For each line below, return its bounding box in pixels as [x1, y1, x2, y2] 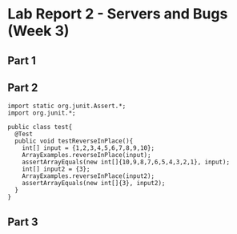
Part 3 [7, 215, 38, 228]
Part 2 [7, 81, 38, 95]
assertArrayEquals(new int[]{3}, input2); [22, 180, 166, 188]
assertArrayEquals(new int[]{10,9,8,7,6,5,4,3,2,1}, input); [22, 158, 230, 167]
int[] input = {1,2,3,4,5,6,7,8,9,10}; [22, 144, 155, 152]
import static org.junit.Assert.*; [7, 102, 127, 111]
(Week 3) [7, 22, 70, 40]
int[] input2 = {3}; [22, 165, 90, 173]
